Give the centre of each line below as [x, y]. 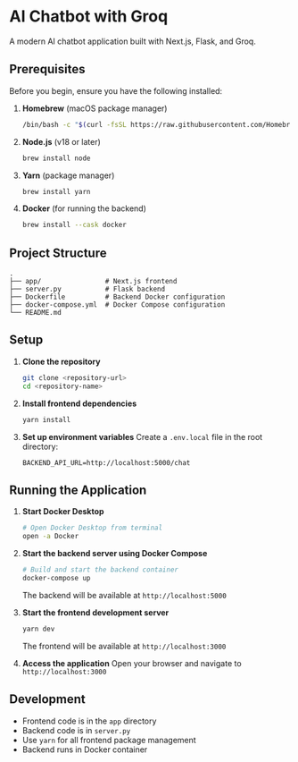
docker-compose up [56, 578]
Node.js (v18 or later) [61, 141]
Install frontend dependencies [79, 403]
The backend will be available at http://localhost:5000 [124, 595]
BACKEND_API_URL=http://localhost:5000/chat [106, 462]
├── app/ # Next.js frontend [93, 282]
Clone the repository [61, 361]
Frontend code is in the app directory [89, 721]
